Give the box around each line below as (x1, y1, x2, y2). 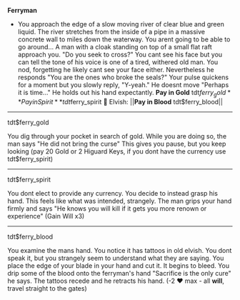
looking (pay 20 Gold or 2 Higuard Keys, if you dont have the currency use (7, 146, 226, 156)
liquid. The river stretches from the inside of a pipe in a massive (17, 28, 206, 36)
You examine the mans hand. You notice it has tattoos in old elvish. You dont (7, 246, 232, 254)
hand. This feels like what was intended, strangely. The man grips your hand (7, 196, 232, 205)
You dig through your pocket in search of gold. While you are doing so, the (7, 131, 227, 140)
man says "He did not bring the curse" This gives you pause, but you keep (7, 139, 226, 148)
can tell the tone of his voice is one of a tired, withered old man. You (17, 58, 219, 66)
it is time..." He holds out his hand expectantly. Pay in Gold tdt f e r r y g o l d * (17, 89, 231, 99)
